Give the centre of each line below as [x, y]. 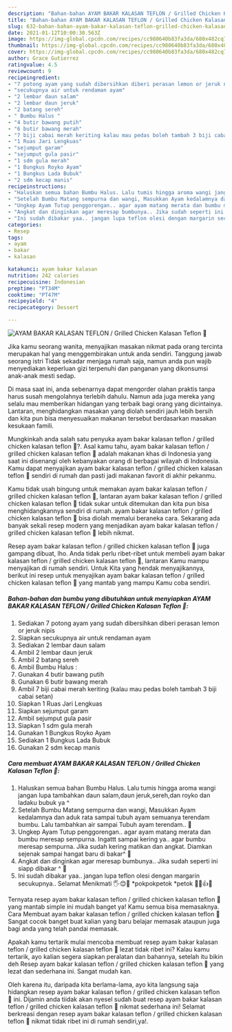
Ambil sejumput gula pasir [55, 718]
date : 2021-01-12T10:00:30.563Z [54, 33]
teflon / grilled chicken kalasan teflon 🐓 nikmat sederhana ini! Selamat [107, 1007]
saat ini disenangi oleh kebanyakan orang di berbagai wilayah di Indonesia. [114, 461]
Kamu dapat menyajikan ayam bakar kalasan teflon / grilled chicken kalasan [115, 468]
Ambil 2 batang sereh [48, 660]
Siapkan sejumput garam [53, 710]
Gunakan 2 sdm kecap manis [59, 747]
